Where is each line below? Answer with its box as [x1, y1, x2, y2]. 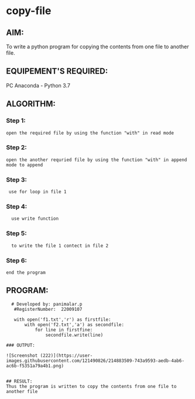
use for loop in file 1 [8, 189, 67, 195]
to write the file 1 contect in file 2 [11, 243, 109, 249]
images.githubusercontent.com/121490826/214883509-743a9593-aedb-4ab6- [6, 357, 184, 364]
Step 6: [6, 256, 28, 264]
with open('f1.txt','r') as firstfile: [13, 316, 111, 323]
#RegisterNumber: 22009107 [13, 306, 83, 312]
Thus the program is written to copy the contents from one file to [6, 383, 177, 389]
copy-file [6, 4, 52, 18]
